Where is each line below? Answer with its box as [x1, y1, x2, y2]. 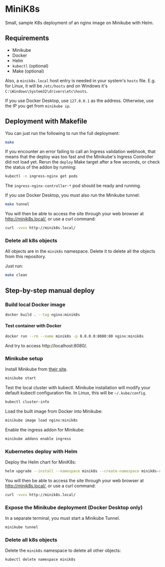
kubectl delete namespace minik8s [5, 557, 76, 562]
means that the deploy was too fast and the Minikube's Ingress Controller [5, 154, 154, 160]
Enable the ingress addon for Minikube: [5, 427, 85, 433]
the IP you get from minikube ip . [5, 102, 71, 109]
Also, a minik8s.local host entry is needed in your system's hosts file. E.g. [5, 77, 156, 83]
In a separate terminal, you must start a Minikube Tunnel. [5, 515, 120, 521]
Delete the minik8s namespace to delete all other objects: [5, 548, 121, 554]
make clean [5, 272, 27, 278]
